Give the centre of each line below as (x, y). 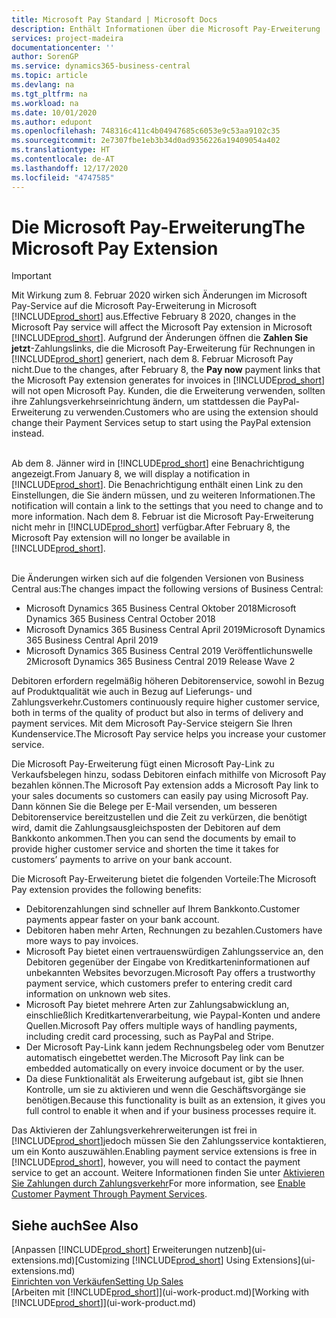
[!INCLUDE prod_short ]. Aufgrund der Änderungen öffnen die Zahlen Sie (160, 338)
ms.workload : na (45, 103)
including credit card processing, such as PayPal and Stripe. (149, 1037)
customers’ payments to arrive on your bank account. (122, 860)
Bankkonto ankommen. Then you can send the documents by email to (154, 838)
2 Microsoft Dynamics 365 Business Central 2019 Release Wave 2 (160, 662)
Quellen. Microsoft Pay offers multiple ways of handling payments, (161, 1026)
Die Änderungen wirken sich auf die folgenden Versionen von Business (157, 578)
